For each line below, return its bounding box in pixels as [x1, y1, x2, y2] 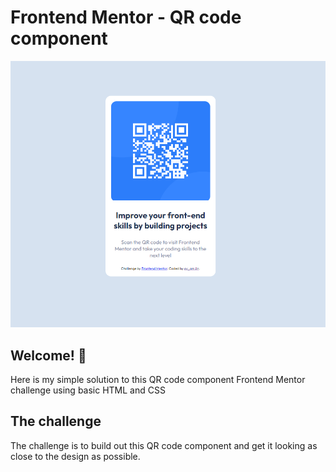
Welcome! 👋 [10, 347, 87, 364]
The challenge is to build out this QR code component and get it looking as [10, 439, 318, 451]
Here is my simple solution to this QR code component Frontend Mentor [10, 374, 306, 386]
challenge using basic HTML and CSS [10, 384, 166, 396]
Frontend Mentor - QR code [10, 6, 242, 29]
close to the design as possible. [10, 450, 141, 462]
